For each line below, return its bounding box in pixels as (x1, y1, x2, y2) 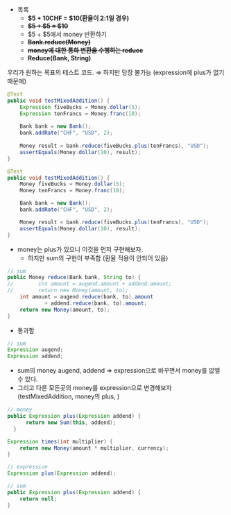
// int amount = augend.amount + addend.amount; (7, 280, 172, 287)
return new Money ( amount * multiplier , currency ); (19, 444, 169, 452)
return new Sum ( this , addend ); (25, 419, 117, 426)
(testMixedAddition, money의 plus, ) (17, 392, 120, 400)
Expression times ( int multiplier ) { (7, 438, 113, 445)
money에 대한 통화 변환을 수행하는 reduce (27, 47, 144, 54)
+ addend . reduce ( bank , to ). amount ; (44, 300, 148, 307)
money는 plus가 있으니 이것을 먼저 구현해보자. (17, 245, 144, 253)
